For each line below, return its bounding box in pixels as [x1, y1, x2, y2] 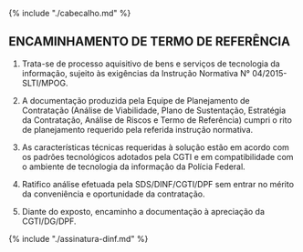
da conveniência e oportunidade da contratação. [21, 188, 205, 199]
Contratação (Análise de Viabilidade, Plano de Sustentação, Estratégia [21, 105, 287, 116]
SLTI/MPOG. [21, 77, 68, 88]
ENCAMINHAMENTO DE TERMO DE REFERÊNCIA [8, 34, 291, 49]
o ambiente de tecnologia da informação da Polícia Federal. [21, 161, 246, 172]
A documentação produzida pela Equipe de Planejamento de [21, 95, 250, 106]
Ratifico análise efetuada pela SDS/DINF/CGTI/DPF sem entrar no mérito [21, 178, 294, 189]
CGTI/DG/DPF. [21, 216, 77, 227]
